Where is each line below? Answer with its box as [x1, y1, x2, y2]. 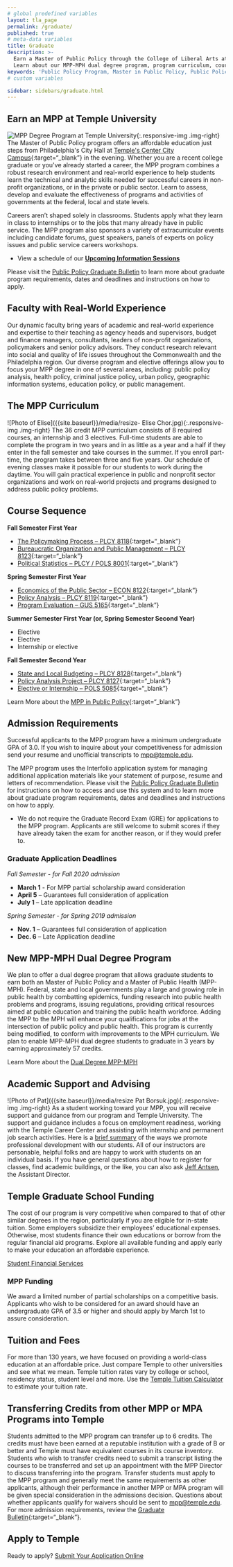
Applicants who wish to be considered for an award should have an [7, 1300, 200, 1308]
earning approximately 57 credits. [7, 1044, 103, 1053]
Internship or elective [17, 642, 78, 651]
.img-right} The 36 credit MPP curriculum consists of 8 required [19, 426, 202, 434]
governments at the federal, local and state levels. [7, 198, 150, 206]
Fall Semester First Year [7, 523, 78, 532]
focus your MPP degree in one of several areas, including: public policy [7, 365, 211, 374]
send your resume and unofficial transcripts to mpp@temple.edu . [7, 751, 193, 759]
